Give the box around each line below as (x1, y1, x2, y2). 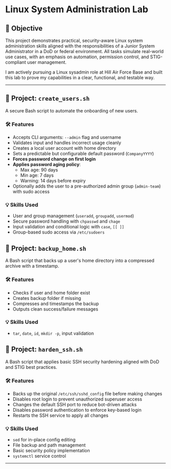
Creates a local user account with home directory (12, 145, 117, 151)
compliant (5, 59, 26, 65)
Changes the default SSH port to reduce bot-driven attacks (12, 401, 137, 407)
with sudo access (12, 189, 50, 195)
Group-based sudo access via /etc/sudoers (12, 229, 105, 236)
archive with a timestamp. (5, 263, 60, 269)
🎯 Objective (5, 24, 43, 33)
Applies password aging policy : (12, 161, 81, 168)
